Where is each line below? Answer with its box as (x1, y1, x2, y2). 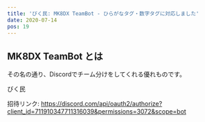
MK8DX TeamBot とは (7, 50, 103, 62)
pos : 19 (7, 23, 30, 30)
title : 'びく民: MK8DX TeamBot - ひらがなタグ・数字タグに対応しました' (7, 10, 199, 17)
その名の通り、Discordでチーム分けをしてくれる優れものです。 (7, 70, 186, 78)
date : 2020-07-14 (7, 17, 57, 24)
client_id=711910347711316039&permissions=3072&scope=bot (7, 107, 187, 116)
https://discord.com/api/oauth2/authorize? (40, 100, 163, 108)
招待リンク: (7, 100, 40, 108)
